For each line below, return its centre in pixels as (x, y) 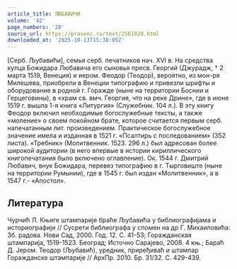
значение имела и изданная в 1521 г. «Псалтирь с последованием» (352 (117, 136)
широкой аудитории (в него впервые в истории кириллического (104, 151)
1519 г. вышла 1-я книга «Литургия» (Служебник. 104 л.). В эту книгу (111, 105)
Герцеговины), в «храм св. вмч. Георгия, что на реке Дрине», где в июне (118, 98)
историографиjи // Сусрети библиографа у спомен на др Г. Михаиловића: (119, 227)
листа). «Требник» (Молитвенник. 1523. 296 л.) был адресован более (112, 143)
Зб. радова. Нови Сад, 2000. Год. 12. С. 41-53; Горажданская (100, 235)
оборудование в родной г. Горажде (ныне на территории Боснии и (108, 91)
